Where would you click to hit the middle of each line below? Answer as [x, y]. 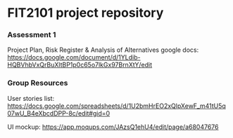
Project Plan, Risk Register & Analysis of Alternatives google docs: [103, 50]
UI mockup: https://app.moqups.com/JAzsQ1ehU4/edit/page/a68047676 [113, 127]
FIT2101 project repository [86, 13]
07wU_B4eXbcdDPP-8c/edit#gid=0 [59, 113]
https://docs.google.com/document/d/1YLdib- [74, 57]
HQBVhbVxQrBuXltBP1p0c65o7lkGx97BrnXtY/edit [80, 65]
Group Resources [38, 83]
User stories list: [31, 98]
